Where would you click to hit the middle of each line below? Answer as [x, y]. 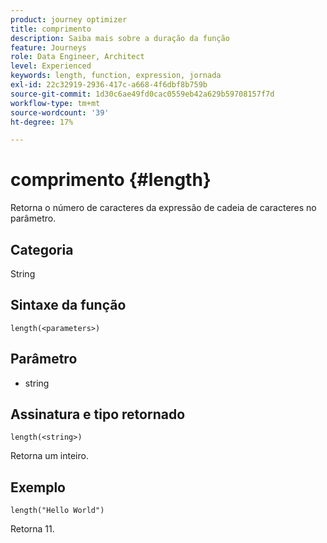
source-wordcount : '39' [60, 112]
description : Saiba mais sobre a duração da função [120, 38]
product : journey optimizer [69, 19]
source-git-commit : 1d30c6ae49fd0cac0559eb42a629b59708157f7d [142, 94]
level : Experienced [51, 66]
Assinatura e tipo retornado [98, 414]
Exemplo [38, 487]
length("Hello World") [57, 511]
